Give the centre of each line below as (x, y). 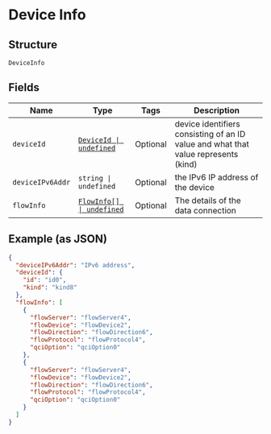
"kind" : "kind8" (50, 287)
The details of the (208, 200)
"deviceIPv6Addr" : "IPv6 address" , (75, 265)
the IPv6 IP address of (217, 177)
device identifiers (207, 124)
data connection (205, 210)
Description (217, 110)
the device (195, 187)
